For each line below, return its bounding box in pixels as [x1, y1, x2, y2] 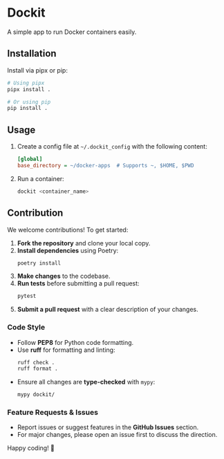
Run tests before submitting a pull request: [17, 279, 140, 288]
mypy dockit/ [17, 391, 55, 398]
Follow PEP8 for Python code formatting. [17, 338, 134, 346]
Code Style [7, 323, 46, 332]
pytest [17, 292, 37, 300]
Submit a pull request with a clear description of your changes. [17, 306, 198, 314]
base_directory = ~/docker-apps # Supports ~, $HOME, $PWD [17, 162, 194, 169]
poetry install [17, 259, 62, 267]
